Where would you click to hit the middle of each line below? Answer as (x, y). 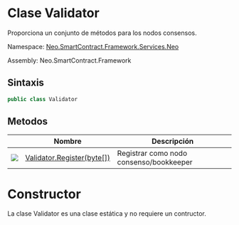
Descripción (173, 142)
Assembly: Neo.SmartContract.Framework (69, 60)
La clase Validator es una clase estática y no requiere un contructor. (107, 214)
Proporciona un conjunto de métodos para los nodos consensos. (102, 33)
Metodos (28, 121)
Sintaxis (26, 83)
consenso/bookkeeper (155, 162)
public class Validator (43, 99)
